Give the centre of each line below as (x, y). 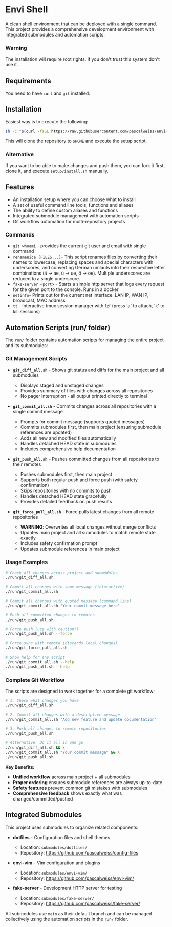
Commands (20, 234)
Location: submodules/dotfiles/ (54, 847)
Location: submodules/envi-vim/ (54, 873)
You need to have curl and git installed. (48, 93)
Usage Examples (27, 562)
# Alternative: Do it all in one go (44, 743)
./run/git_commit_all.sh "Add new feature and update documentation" (81, 719)
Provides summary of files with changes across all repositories (87, 391)
